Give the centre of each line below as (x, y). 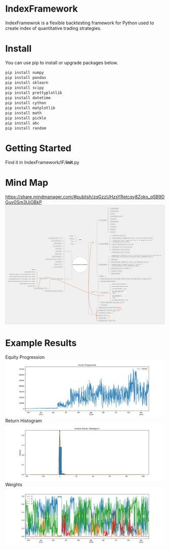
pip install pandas (26, 77)
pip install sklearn (27, 82)
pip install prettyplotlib (34, 93)
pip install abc (22, 123)
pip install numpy (25, 72)
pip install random (26, 128)
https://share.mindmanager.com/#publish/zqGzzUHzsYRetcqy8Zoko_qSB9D (85, 197)
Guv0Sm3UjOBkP (24, 202)
